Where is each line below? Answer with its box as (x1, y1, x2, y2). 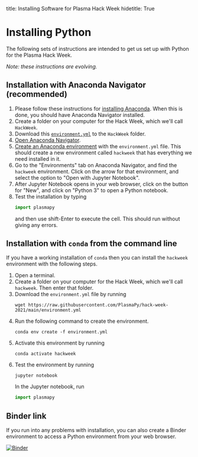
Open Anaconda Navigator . (14, 136, 81, 144)
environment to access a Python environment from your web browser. (6, 433, 176, 440)
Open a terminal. (14, 272, 56, 279)
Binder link (6, 411, 47, 421)
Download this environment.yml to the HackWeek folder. (14, 130, 146, 137)
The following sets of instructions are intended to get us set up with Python (6, 45, 189, 52)
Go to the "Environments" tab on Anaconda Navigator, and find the (14, 161, 177, 168)
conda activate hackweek (14, 351, 76, 357)
